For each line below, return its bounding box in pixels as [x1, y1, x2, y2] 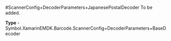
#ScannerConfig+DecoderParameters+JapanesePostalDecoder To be [5, 5, 153, 10]
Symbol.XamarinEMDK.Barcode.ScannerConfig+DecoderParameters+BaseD [5, 25, 166, 31]
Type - [5, 20, 20, 26]
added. [5, 10, 20, 16]
